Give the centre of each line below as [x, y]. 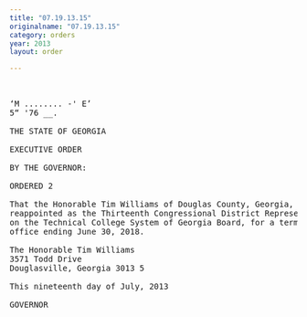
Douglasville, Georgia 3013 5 [77, 269]
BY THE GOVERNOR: [48, 168]
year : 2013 [30, 43]
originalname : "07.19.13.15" [65, 26]
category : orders [42, 35]
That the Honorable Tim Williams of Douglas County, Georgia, [152, 205]
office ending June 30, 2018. [77, 232]
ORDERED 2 [31, 186]
